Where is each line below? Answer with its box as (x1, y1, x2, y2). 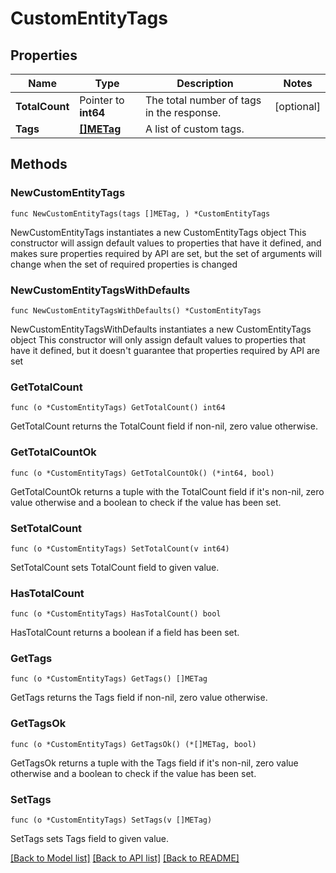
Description (176, 77, 234, 90)
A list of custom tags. (144, 122, 245, 136)
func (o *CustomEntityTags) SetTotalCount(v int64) (10, 543, 230, 554)
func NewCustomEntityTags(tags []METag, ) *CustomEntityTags (10, 208, 271, 219)
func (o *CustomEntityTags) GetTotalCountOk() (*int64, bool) (10, 468, 275, 478)
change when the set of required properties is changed (10, 258, 238, 270)
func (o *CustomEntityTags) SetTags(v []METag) (10, 815, 213, 826)
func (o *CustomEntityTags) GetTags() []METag (10, 674, 208, 684)
